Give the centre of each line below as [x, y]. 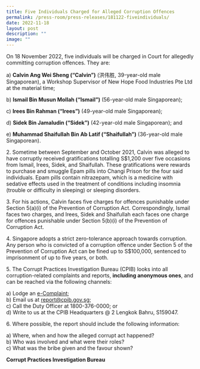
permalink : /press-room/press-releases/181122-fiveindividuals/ [88, 17]
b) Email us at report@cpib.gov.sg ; [49, 300]
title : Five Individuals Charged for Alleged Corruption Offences [90, 12]
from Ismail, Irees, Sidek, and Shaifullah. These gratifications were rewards [98, 165]
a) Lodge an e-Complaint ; [38, 293]
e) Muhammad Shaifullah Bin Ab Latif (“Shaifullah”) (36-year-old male [95, 134]
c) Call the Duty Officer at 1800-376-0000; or [62, 306]
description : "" [26, 34]
